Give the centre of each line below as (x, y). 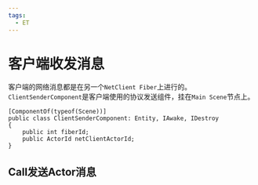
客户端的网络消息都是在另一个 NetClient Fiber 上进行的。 (100, 87)
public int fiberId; (56, 132)
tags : (17, 15)
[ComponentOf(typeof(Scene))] (58, 112)
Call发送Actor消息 (52, 172)
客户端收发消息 (56, 64)
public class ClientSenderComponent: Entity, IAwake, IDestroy (114, 118)
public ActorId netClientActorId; (78, 139)
